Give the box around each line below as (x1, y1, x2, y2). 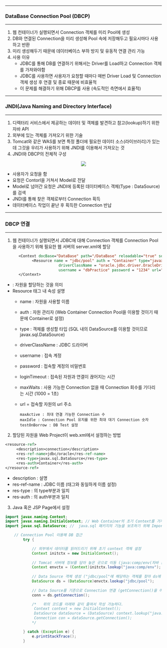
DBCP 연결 (5, 220, 30, 227)
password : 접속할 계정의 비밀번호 (19, 363, 86, 369)
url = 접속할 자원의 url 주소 (19, 401, 72, 407)
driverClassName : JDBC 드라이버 (19, 342, 88, 348)
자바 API (12, 126, 29, 132)
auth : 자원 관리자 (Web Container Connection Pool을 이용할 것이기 (19, 309, 153, 315)
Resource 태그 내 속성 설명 (12, 288, 65, 294)
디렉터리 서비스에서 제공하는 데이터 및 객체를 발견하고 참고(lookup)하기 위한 (12, 119, 160, 125)
